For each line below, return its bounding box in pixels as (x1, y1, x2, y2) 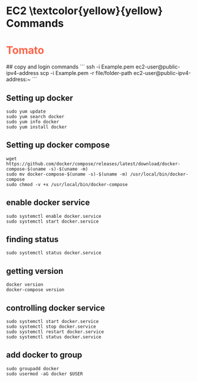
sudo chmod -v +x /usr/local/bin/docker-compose (6, 181, 128, 187)
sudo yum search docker (6, 113, 65, 119)
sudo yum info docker (6, 119, 60, 125)
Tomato (6, 44, 44, 57)
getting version (6, 266, 64, 276)
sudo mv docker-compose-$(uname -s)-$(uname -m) (6, 171, 128, 177)
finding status (6, 234, 59, 244)
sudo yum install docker (6, 124, 67, 130)
